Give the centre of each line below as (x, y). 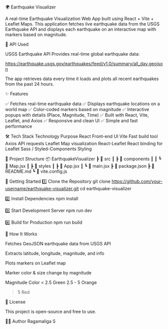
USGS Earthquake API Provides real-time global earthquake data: (72, 54)
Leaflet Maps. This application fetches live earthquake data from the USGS (82, 24)
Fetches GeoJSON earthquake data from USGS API (58, 244)
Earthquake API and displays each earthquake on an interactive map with (81, 29)
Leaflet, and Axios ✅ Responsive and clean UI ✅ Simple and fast (71, 121)
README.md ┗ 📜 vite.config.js (36, 171)
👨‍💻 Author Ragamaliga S (31, 321)
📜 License (16, 302)
